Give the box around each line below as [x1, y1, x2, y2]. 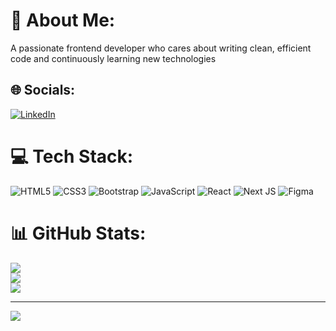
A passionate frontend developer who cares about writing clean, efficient [10, 42, 312, 54]
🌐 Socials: [10, 82, 76, 99]
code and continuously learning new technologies [10, 52, 217, 64]
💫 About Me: [10, 9, 116, 32]
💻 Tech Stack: [10, 145, 134, 168]
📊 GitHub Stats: [10, 222, 147, 244]
